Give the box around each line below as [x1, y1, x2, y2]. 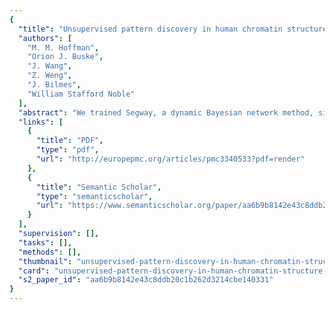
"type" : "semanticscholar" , [35, 191, 154, 201]
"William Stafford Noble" [27, 89, 136, 99]
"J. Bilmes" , [27, 80, 82, 90]
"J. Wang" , [27, 61, 73, 71]
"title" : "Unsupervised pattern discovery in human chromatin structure [18, 24, 328, 34]
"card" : [18, 266, 51, 276]
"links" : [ [18, 117, 64, 127]
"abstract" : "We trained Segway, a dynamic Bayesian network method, [18, 107, 314, 118]
